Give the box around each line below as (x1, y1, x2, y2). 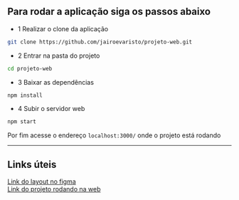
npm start (7, 118, 37, 125)
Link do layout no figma (7, 177, 76, 186)
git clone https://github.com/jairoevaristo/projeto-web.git (7, 38, 193, 46)
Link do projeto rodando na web (7, 185, 101, 194)
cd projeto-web (7, 65, 53, 72)
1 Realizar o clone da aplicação (17, 24, 109, 33)
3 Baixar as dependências (17, 78, 95, 86)
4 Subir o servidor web (17, 105, 85, 113)
